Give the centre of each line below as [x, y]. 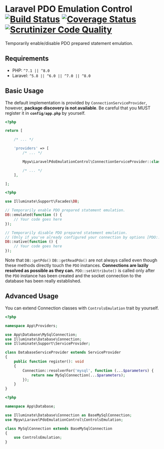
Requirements [27, 59]
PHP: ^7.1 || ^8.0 [31, 70]
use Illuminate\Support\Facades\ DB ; [42, 202]
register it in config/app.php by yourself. [45, 113]
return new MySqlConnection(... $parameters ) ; [78, 375]
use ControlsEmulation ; [38, 438]
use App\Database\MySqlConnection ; [41, 335]
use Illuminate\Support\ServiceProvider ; [48, 344]
